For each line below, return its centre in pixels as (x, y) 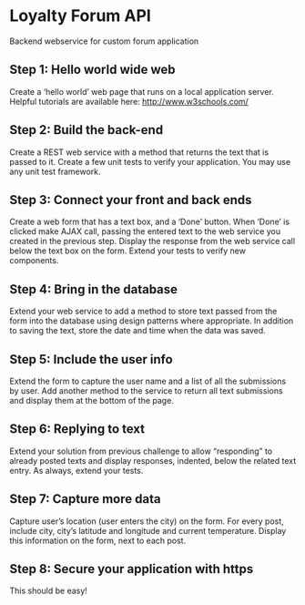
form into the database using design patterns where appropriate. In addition (152, 321)
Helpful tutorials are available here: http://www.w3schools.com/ (129, 101)
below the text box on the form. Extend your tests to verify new (127, 251)
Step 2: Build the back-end (86, 130)
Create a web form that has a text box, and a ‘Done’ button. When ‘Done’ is (149, 222)
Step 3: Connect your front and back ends (131, 200)
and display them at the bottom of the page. (92, 400)
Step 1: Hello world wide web (92, 70)
